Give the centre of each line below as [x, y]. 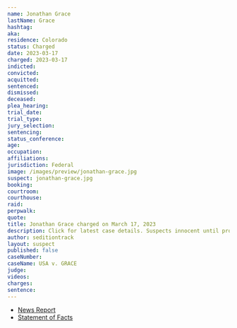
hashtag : [20, 27]
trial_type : [25, 119]
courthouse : [25, 198]
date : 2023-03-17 [33, 54]
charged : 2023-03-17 [38, 60]
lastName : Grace [31, 20]
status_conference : [36, 139]
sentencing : [25, 132]
